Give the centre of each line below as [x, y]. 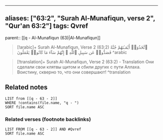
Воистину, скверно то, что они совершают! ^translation [74, 72]
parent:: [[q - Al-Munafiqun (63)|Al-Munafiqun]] [53, 37]
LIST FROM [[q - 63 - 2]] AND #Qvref [43, 129]
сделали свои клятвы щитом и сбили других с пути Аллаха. [79, 67]
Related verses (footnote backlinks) [48, 119]
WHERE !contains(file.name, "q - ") [42, 103]
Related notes [26, 87]
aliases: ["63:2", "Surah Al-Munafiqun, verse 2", [80, 18]
